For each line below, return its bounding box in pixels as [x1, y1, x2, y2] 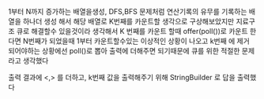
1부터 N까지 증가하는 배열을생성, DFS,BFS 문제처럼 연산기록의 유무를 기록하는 [8, 7, 247, 16]
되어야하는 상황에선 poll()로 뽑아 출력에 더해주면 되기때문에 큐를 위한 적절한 [8, 46, 240, 55]
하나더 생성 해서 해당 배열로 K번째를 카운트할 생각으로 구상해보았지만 [22, 16, 235, 26]
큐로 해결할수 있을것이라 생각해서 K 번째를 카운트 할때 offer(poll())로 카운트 [16, 27, 248, 35]
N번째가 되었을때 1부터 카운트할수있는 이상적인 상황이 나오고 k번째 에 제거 [22, 36, 251, 46]
